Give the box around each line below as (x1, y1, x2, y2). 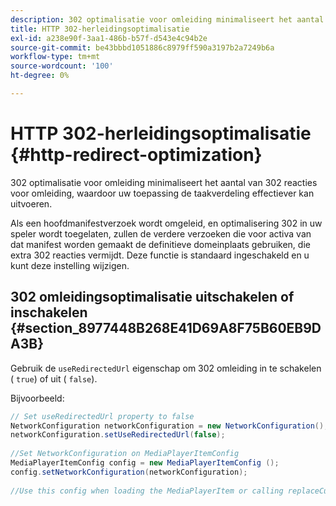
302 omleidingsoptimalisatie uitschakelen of (10, 289, 295, 306)
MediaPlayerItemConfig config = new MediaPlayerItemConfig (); (10, 458, 280, 468)
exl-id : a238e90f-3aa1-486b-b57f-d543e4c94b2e (10, 33, 208, 43)
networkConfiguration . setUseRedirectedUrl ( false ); (10, 430, 226, 440)
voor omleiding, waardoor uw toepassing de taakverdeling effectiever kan (10, 187, 315, 199)
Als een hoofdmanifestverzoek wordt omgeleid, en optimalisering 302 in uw (10, 217, 323, 229)
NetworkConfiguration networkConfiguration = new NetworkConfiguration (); (10, 421, 329, 431)
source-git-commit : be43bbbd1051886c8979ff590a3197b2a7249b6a (10, 42, 275, 53)
